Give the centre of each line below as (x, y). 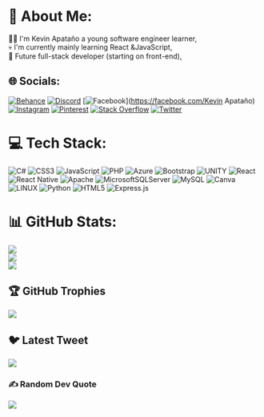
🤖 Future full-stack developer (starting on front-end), (95, 56)
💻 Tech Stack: (58, 143)
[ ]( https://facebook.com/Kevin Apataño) (169, 100)
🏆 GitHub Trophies (57, 291)
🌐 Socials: (34, 81)
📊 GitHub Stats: (63, 222)
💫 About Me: (50, 16)
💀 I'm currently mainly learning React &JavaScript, (90, 47)
